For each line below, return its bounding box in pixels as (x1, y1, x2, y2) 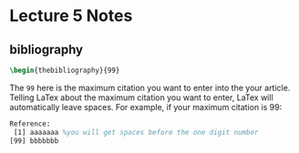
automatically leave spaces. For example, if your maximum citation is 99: (9, 101, 283, 112)
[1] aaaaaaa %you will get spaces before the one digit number (13, 127, 259, 137)
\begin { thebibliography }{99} (9, 66, 120, 75)
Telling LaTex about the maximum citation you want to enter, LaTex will (9, 92, 273, 103)
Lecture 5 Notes (9, 5, 133, 26)
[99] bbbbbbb (9, 136, 59, 146)
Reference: (9, 119, 51, 128)
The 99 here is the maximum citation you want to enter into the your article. (9, 82, 291, 93)
